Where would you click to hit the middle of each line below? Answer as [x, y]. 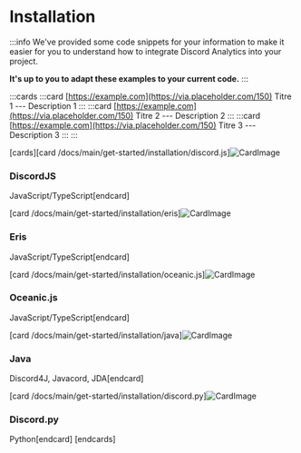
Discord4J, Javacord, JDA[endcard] [77, 379]
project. [24, 61]
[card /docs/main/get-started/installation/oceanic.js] [107, 274]
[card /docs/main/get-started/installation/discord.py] [108, 396]
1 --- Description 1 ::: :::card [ [63, 105]
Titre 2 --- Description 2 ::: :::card [198, 115]
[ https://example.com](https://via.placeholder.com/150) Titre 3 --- [133, 125]
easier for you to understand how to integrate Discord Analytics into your [146, 51]
